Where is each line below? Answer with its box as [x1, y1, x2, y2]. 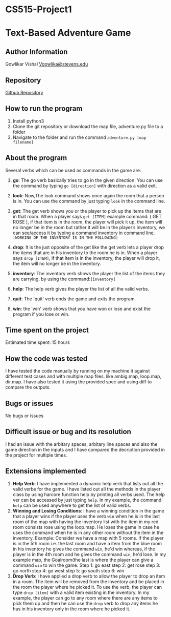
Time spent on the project [5, 326, 89, 335]
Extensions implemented [5, 467, 86, 476]
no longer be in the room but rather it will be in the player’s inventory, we [12, 224, 165, 230]
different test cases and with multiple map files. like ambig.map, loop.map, [5, 373, 162, 380]
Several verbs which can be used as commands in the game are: [5, 167, 141, 173]
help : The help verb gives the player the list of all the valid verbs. [12, 285, 150, 292]
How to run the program [5, 104, 83, 113]
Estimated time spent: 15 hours [5, 339, 70, 345]
